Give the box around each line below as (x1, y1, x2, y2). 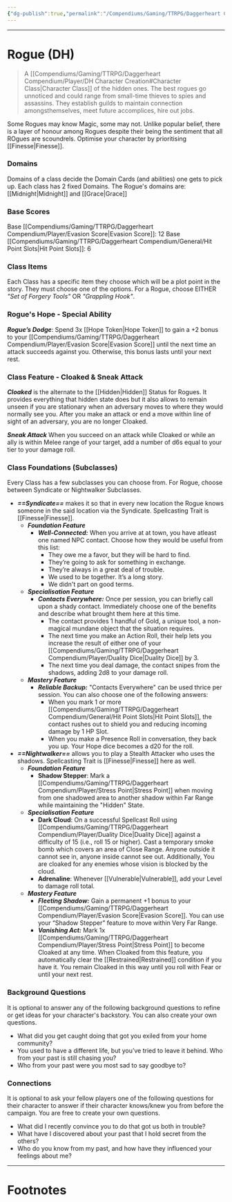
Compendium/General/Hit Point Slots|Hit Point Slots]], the (48, 713, 212, 721)
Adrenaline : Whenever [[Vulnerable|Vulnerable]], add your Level (37, 874, 222, 883)
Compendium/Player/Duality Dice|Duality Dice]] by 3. (48, 654, 200, 662)
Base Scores (7, 206, 50, 216)
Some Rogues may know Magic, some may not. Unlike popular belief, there (7, 119, 221, 128)
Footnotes (7, 1183, 67, 1199)
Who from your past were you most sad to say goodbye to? (17, 1061, 186, 1069)
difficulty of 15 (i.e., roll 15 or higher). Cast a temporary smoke (37, 838, 214, 846)
